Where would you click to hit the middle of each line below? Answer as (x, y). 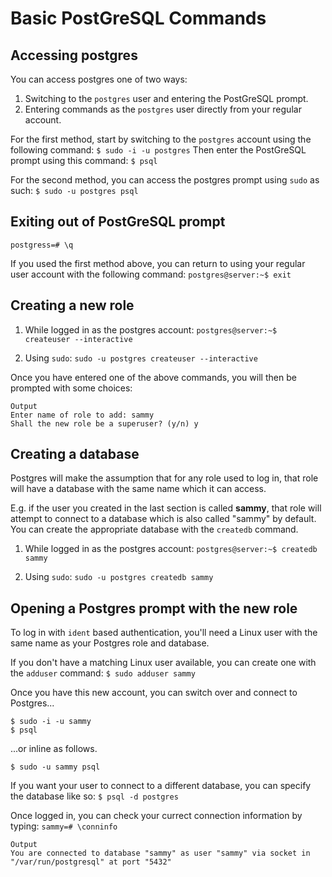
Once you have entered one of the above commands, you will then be (153, 377)
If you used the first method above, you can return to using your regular (158, 263)
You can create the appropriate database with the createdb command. (154, 529)
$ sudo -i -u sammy (51, 722)
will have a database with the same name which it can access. (138, 489)
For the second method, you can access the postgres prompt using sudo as (165, 180)
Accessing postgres (74, 55)
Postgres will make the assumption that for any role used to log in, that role (164, 478)
